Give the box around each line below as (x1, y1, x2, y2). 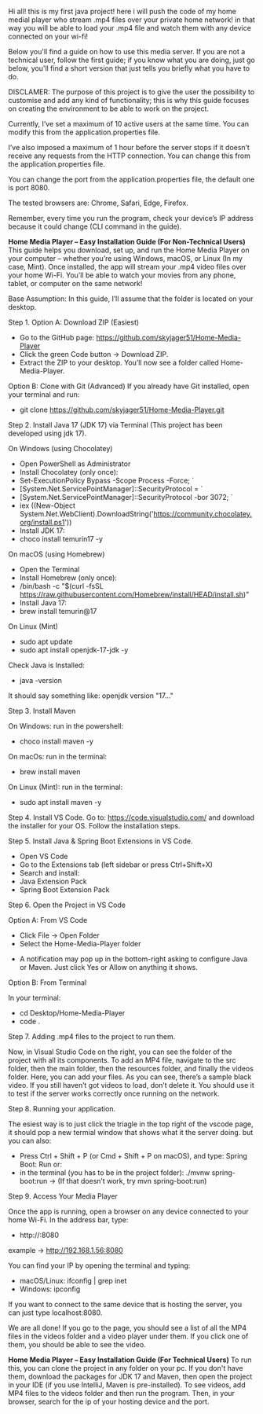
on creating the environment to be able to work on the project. (8, 104, 210, 113)
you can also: (8, 1136, 52, 1145)
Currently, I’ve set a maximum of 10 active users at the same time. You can (8, 119, 250, 128)
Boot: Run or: (19, 1159, 63, 1169)
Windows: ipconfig (19, 1284, 81, 1294)
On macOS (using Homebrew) (8, 549, 105, 559)
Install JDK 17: (19, 526, 65, 535)
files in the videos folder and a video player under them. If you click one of (8, 1331, 249, 1341)
